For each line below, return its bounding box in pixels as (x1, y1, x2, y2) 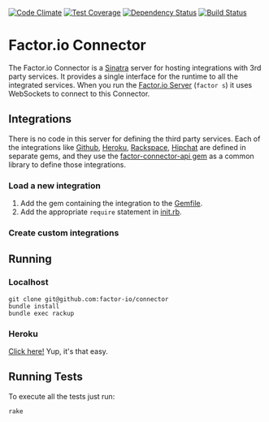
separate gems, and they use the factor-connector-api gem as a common (8, 151, 254, 161)
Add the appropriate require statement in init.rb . (20, 207, 182, 217)
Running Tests (8, 370, 83, 384)
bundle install (8, 302, 60, 310)
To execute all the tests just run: (8, 391, 115, 401)
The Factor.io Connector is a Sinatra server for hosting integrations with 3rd (8, 62, 262, 72)
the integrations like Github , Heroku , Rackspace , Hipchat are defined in (8, 142, 246, 152)
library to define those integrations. (8, 159, 127, 170)
